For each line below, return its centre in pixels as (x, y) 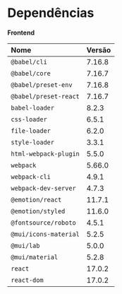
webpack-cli (31, 177)
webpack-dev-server (43, 188)
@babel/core (31, 73)
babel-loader (33, 108)
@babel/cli (29, 62)
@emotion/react (36, 200)
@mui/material (35, 257)
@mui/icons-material (45, 234)
